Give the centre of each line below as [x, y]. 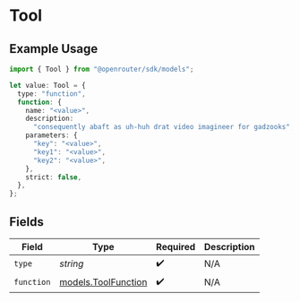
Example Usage [54, 49]
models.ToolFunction [103, 282]
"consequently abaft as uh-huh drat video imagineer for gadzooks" [162, 127]
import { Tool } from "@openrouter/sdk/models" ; [102, 69]
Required [176, 246]
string [72, 263]
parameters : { [51, 135]
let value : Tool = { [48, 85]
